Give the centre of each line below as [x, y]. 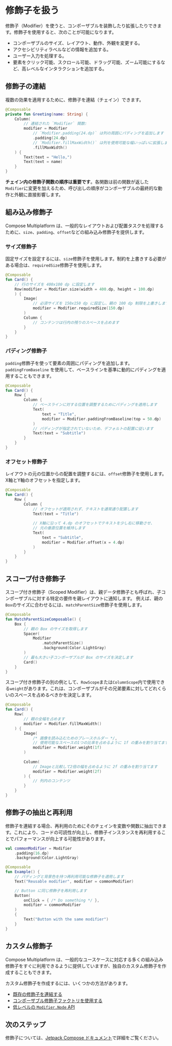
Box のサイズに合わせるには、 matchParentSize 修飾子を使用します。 [75, 605]
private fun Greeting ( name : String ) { [47, 114]
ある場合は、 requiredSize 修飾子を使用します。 [55, 265]
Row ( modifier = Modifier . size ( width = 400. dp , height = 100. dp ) [84, 289]
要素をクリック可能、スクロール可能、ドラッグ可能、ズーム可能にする [87, 62]
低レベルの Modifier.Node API [44, 1007]
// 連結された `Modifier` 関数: [56, 124]
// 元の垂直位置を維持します [59, 528]
